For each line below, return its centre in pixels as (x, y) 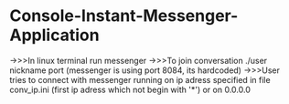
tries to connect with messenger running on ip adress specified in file (140, 79)
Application (54, 35)
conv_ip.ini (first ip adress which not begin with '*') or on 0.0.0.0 (130, 89)
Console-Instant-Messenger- (124, 16)
